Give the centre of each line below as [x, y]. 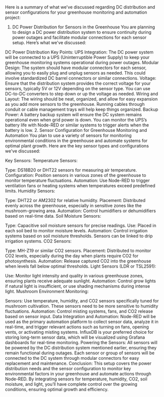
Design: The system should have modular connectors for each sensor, [76, 68]
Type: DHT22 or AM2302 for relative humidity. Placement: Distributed [75, 200]
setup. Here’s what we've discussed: [49, 43]
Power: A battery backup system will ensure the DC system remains [73, 114]
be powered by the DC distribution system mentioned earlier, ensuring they [81, 348]
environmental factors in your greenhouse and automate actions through [78, 374]
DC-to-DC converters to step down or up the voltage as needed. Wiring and [82, 94]
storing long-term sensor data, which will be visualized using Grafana [75, 337]
